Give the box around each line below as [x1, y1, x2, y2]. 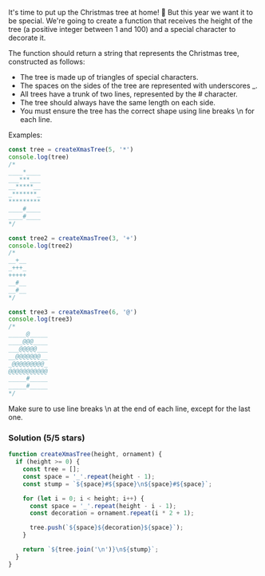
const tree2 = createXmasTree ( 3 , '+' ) [8, 234, 137, 243]
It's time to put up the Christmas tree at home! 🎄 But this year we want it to [8, 8, 254, 17]
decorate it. [8, 33, 46, 42]
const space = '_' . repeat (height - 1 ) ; [22, 472, 156, 480]
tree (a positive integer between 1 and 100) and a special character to [8, 25, 236, 34]
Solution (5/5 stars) [8, 432, 85, 443]
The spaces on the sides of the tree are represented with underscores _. [19, 81, 258, 90]
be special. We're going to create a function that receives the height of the [8, 16, 253, 26]
